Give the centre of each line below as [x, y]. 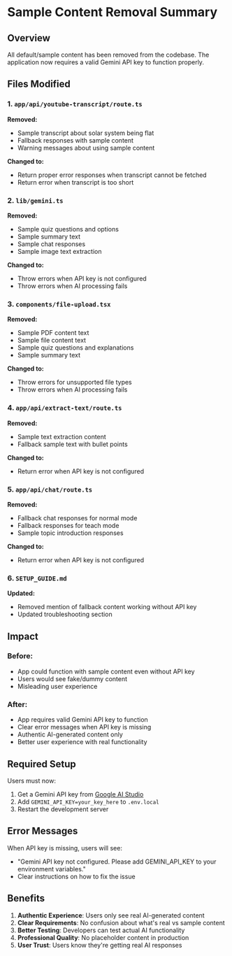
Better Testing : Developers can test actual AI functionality [101, 930]
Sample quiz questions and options [68, 229]
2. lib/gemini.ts [35, 200]
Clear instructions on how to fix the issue [76, 876]
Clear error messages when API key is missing [84, 727]
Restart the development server [63, 809]
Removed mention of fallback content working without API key [107, 607]
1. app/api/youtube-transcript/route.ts [75, 104]
